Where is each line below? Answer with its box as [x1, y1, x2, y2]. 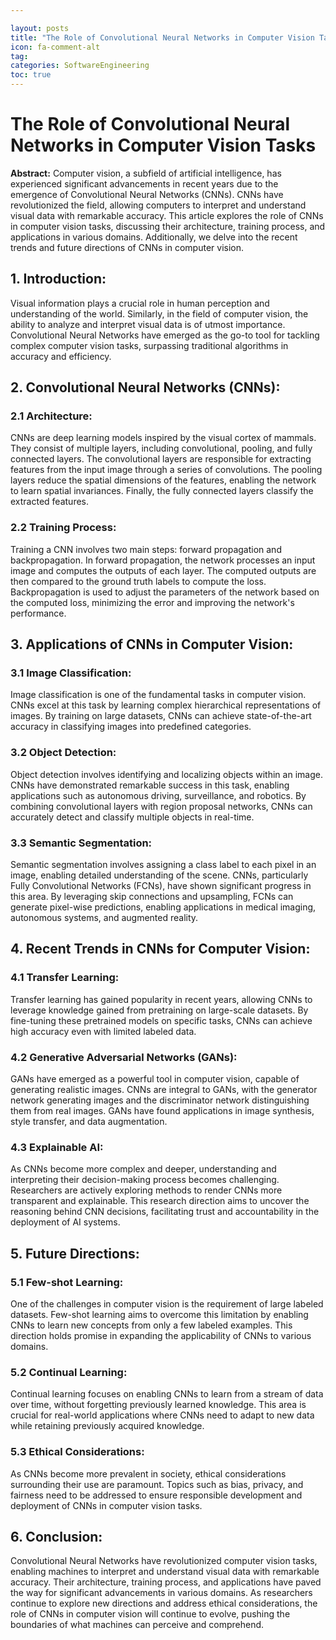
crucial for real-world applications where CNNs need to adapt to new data [10, 1409, 315, 1421]
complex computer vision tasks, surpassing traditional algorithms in [10, 339, 289, 351]
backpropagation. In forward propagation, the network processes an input [10, 554, 316, 566]
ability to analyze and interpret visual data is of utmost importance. [10, 318, 286, 330]
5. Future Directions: [10, 1245, 140, 1262]
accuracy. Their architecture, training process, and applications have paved [10, 1576, 322, 1588]
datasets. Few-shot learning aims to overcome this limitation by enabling [10, 1308, 309, 1320]
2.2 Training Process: [10, 521, 117, 535]
